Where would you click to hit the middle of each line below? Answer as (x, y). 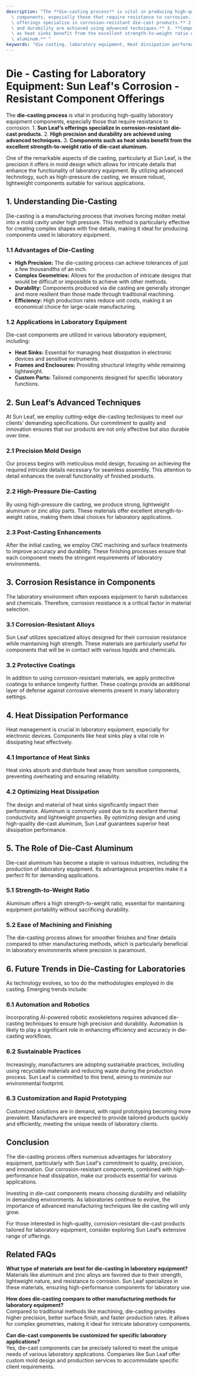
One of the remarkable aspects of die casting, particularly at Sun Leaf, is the (99, 158)
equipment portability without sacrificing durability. (68, 909)
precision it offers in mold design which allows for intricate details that (91, 164)
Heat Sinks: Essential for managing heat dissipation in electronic (93, 352)
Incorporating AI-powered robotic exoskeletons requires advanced (87, 1017)
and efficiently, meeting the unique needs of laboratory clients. (82, 1124)
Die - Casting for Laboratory (76, 74)
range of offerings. (29, 1236)
